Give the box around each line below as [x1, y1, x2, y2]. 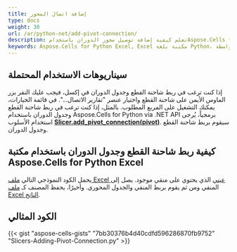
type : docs [8, 17, 40, 24]
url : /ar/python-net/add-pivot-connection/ [8, 30, 138, 37]
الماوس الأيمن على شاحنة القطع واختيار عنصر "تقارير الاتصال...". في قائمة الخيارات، [8, 95, 226, 103]
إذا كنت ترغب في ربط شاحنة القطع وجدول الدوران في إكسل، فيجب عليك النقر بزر [8, 87, 223, 96]
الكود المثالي [8, 210, 57, 222]
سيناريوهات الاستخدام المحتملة [8, 69, 127, 81]
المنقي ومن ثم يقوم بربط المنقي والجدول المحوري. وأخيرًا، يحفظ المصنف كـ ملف [8, 182, 219, 191]
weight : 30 [8, 23, 40, 30]
